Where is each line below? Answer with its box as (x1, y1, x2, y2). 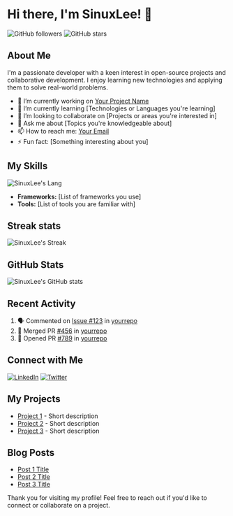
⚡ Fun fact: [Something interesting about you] (17, 137, 149, 145)
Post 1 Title (17, 465, 50, 474)
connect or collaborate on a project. (7, 501, 110, 510)
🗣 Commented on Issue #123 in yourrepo (17, 317, 138, 324)
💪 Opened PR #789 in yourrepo (17, 334, 107, 342)
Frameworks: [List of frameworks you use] (17, 192, 142, 201)
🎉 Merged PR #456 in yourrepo (17, 327, 107, 335)
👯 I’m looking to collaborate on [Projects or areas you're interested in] (17, 111, 218, 120)
